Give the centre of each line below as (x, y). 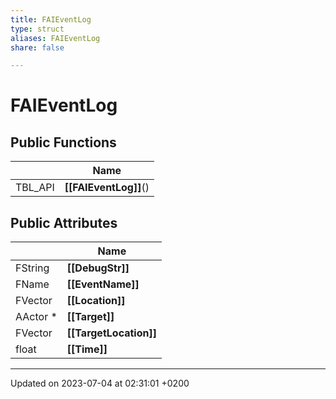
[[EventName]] (103, 284)
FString (32, 268)
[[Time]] (87, 349)
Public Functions (63, 142)
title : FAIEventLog (51, 19)
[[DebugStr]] (98, 268)
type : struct (37, 29)
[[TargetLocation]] (111, 333)
